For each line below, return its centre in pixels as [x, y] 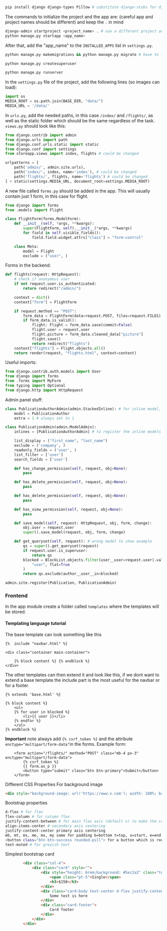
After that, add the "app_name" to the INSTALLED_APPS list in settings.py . [79, 45]
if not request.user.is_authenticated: [55, 284]
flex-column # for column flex [38, 817]
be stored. [16, 612]
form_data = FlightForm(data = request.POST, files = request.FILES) [92, 316]
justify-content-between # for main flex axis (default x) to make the [81, 822]
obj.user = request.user [49, 528]
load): [11, 87]
